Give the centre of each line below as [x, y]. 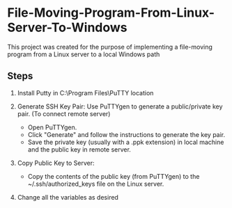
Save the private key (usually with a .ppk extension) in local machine [126, 142]
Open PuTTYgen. [52, 127]
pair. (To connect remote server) [64, 113]
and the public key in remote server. [79, 149]
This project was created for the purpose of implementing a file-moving [110, 47]
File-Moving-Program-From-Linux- [111, 13]
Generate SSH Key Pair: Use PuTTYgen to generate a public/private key [120, 106]
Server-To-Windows [67, 27]
